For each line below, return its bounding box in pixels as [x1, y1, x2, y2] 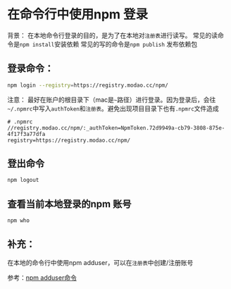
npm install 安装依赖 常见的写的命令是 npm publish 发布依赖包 [20, 39, 198, 48]
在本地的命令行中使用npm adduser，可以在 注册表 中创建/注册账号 [7, 258, 194, 266]
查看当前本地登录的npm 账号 [7, 198, 132, 210]
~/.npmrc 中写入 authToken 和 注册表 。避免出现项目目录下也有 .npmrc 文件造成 [7, 104, 220, 113]
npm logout [7, 177, 39, 184]
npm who [7, 217, 30, 224]
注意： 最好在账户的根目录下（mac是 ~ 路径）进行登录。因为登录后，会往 [7, 95, 216, 104]
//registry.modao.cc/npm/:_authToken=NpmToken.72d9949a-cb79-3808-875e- [7, 124, 225, 131]
